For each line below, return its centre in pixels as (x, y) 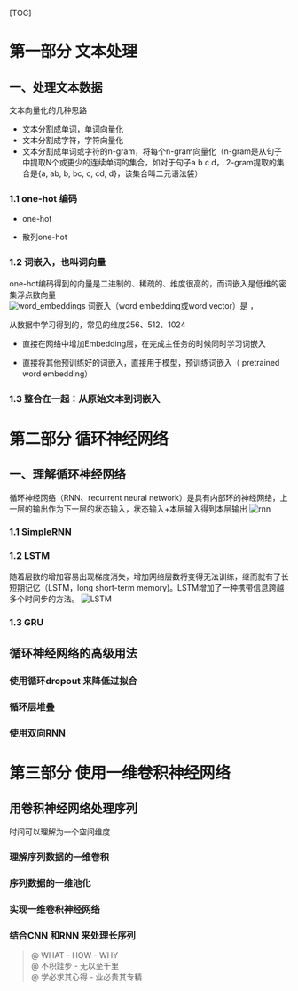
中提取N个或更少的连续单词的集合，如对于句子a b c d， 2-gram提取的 (149, 162)
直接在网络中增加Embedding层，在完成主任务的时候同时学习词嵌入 (144, 343)
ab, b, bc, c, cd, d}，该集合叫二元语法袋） (126, 173)
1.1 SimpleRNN (41, 532)
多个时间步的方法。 (44, 599)
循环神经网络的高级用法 (73, 653)
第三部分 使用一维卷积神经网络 (120, 773)
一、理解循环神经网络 (67, 475)
